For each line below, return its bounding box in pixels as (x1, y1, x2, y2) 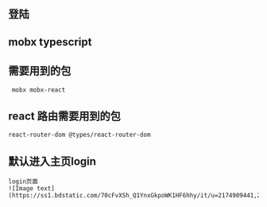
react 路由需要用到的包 (8, 109, 121, 123)
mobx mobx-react (11, 86, 66, 94)
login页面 (8, 178, 38, 186)
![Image (8, 185, 34, 193)
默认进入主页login (8, 154, 97, 168)
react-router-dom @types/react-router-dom (8, 131, 151, 139)
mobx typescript (8, 35, 92, 49)
